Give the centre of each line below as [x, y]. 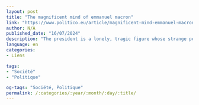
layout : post [22, 12]
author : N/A [21, 28]
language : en [22, 45]
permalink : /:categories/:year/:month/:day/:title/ [71, 93]
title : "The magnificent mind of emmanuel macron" [70, 17]
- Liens [16, 55]
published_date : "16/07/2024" [44, 34]
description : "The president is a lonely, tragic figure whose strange [96, 39]
